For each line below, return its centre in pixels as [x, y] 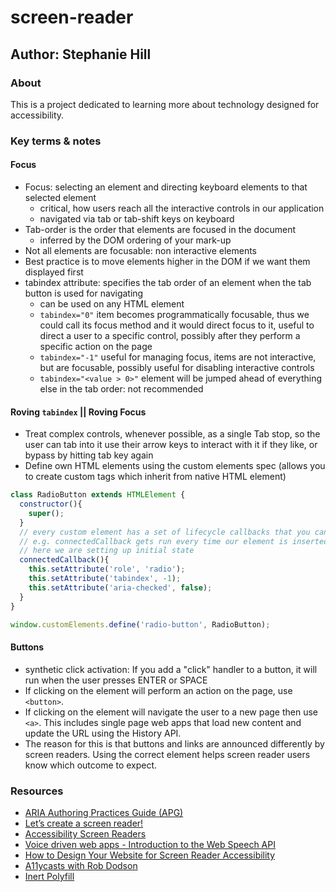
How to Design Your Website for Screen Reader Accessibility [150, 855]
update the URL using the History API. [103, 733]
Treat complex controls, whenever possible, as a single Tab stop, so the [172, 434]
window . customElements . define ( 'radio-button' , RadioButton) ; [140, 624]
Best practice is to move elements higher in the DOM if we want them [167, 261]
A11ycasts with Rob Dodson [81, 865]
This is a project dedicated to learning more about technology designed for [165, 104]
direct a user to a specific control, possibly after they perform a [170, 335]
